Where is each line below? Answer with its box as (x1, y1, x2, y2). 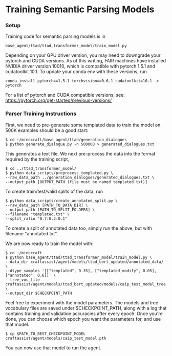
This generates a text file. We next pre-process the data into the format (5, 150, 156, 157)
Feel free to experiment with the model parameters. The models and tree (5, 299, 159, 305)
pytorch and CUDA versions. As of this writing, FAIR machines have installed (5, 58, 166, 64)
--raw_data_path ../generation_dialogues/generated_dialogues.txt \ (5, 175, 155, 180)
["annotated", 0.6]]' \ (5, 273, 56, 278)
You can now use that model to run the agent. (5, 344, 101, 351)
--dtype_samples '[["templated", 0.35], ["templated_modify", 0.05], (5, 268, 157, 273)
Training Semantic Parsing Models (5, 4, 155, 15)
